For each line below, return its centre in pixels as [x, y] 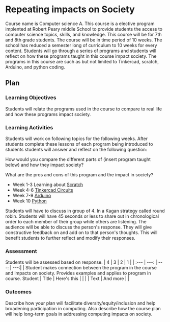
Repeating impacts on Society [70, 9]
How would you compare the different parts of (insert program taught [78, 159]
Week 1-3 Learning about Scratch [48, 185]
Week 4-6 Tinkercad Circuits [43, 190]
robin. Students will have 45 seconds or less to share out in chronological [82, 216]
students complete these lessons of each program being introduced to [79, 144]
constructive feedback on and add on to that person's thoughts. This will [81, 232]
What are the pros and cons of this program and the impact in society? [79, 174]
